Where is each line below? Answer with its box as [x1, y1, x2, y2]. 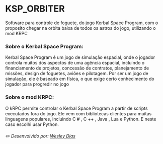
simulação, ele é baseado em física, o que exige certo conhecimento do [5, 76, 154, 82]
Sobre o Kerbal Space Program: [5, 43, 84, 50]
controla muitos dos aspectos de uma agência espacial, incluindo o [5, 60, 145, 66]
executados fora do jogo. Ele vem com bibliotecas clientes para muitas [5, 110, 152, 116]
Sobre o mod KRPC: [5, 94, 54, 101]
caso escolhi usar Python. [5, 121, 59, 127]
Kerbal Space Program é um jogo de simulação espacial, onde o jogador [5, 54, 155, 60]
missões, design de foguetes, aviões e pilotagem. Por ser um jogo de [5, 70, 148, 77]
